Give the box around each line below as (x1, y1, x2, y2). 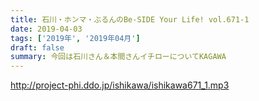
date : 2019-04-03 (10, 24, 83, 34)
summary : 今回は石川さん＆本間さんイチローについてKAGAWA (10, 52, 227, 62)
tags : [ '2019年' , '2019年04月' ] (10, 33, 141, 43)
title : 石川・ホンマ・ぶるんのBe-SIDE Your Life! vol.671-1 (10, 14, 250, 25)
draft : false (10, 42, 65, 53)
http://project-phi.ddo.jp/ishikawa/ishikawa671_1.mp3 (10, 79, 230, 91)
